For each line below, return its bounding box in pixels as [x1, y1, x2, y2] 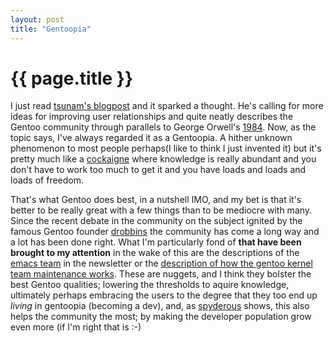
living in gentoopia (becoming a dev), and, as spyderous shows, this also [10, 300, 310, 312]
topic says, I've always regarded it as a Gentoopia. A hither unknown [10, 132, 293, 144]
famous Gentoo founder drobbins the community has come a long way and [10, 226, 320, 238]
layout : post [10, 14, 65, 25]
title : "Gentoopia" [10, 24, 92, 34]
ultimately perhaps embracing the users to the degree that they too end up [10, 289, 318, 301]
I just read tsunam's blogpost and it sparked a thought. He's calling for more [10, 100, 324, 112]
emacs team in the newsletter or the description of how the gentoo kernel [10, 257, 313, 270]
